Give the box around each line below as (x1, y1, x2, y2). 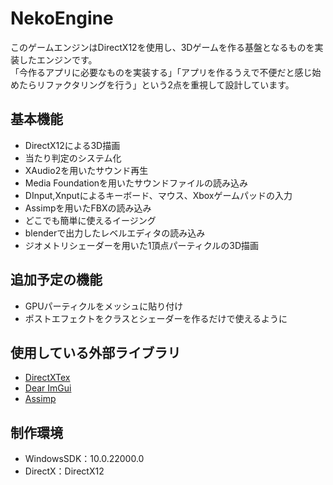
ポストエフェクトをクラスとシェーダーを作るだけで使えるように (24, 312, 288, 324)
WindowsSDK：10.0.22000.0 (24, 453, 145, 465)
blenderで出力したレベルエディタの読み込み (24, 227, 206, 239)
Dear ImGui (24, 382, 72, 394)
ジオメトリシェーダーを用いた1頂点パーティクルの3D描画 (24, 239, 259, 251)
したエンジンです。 (18, 53, 98, 66)
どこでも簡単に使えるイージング (24, 214, 157, 226)
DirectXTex (24, 372, 71, 384)
